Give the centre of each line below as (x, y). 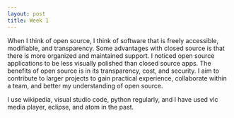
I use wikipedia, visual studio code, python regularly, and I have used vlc (113, 99)
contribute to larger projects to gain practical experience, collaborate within (117, 78)
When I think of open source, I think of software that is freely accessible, (113, 40)
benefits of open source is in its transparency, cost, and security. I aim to (113, 71)
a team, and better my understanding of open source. (85, 85)
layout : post (27, 14)
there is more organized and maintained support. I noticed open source (111, 55)
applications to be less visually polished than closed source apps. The (109, 63)
